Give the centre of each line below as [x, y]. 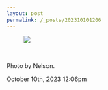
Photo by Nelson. [31, 65]
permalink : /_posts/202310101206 [54, 20]
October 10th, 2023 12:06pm [47, 79]
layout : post [25, 13]
